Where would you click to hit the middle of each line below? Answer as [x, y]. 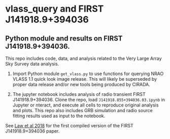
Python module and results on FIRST [64, 38]
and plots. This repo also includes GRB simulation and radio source [83, 110]
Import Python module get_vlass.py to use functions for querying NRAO [88, 74]
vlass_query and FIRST [55, 9]
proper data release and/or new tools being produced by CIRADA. [81, 84]
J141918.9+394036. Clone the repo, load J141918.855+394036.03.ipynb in [89, 100]
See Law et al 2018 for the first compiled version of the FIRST [69, 126]
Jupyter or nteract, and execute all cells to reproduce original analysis [86, 105]
